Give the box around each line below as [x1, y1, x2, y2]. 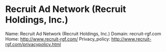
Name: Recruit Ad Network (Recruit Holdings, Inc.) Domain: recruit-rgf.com [5, 30, 161, 36]
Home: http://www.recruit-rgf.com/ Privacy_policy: [5, 36, 110, 42]
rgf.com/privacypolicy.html [5, 41, 61, 47]
